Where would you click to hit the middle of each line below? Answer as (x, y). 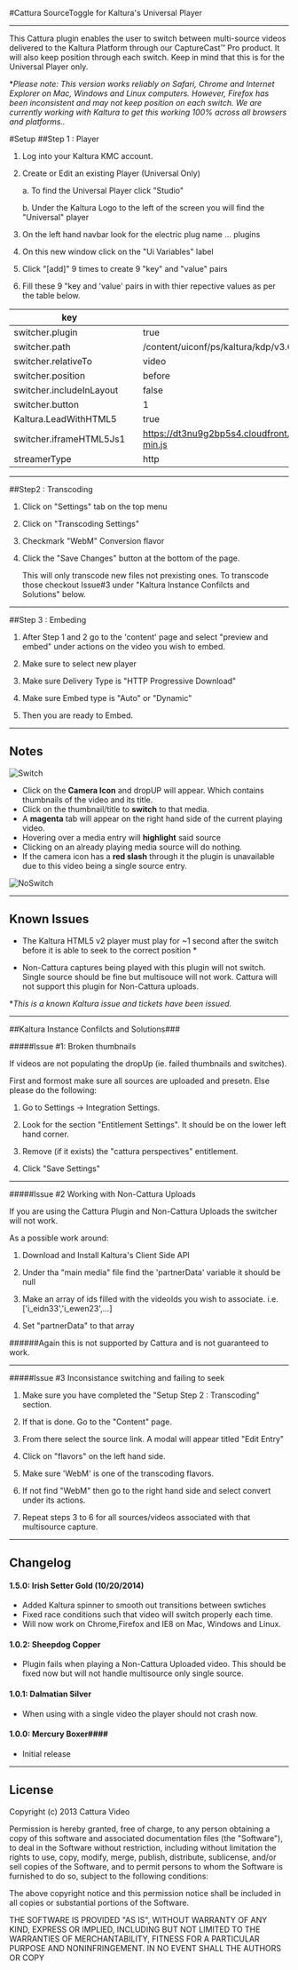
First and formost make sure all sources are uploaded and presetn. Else (140, 1081)
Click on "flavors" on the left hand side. (94, 1456)
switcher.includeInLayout (66, 390)
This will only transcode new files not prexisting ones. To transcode (145, 575)
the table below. (51, 295)
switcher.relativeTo (53, 361)
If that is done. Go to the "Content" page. (97, 1422)
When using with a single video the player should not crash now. (140, 1713)
